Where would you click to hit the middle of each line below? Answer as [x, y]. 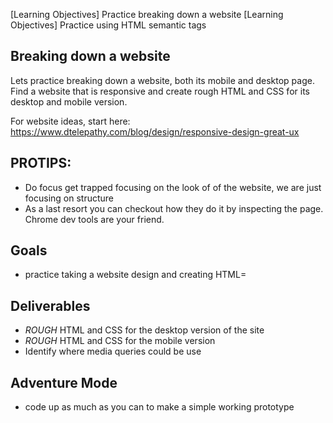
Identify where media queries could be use [113, 351]
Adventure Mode [64, 382]
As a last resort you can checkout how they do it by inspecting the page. [174, 208]
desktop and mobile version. [69, 101]
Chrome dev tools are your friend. [94, 219]
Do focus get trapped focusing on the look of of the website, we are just [173, 187]
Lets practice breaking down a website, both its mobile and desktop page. [162, 80]
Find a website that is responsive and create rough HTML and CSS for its [160, 91]
